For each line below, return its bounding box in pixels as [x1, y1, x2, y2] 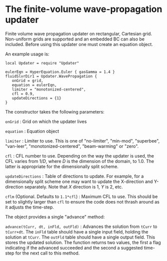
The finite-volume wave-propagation [5, 3, 162, 15]
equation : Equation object [5, 128, 59, 134]
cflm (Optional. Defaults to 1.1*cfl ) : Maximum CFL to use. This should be [5, 193, 158, 199]
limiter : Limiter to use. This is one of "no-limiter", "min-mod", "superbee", [5, 137, 160, 143]
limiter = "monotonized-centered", [11, 86, 86, 92]
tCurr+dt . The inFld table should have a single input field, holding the [5, 228, 148, 234]
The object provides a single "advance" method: [5, 213, 105, 219]
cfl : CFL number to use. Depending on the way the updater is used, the [5, 152, 154, 158]
